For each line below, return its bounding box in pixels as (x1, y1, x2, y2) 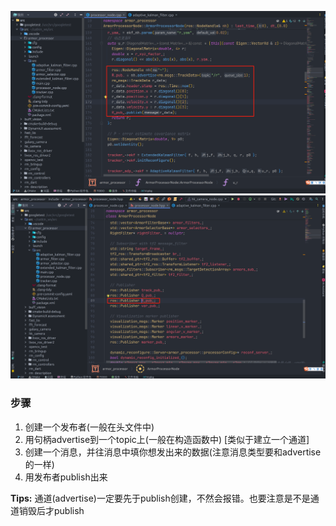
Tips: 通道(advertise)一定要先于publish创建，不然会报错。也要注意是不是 (10, 492, 311, 504)
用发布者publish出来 (24, 471, 108, 483)
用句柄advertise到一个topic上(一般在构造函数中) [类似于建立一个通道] (24, 433, 310, 445)
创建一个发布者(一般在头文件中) (24, 421, 155, 433)
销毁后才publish (18, 504, 85, 516)
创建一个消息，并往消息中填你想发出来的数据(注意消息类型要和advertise (24, 446, 322, 458)
